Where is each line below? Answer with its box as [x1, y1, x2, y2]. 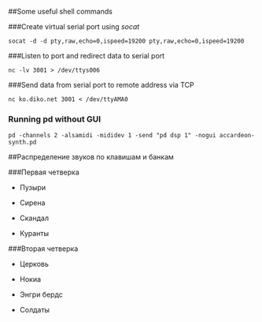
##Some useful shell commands [8, 7, 113, 16]
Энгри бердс [19, 290, 63, 299]
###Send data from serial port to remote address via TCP [8, 80, 194, 89]
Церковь [19, 260, 50, 269]
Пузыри [19, 183, 46, 193]
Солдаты [19, 305, 50, 315]
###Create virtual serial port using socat [8, 22, 140, 31]
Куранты [19, 229, 50, 238]
